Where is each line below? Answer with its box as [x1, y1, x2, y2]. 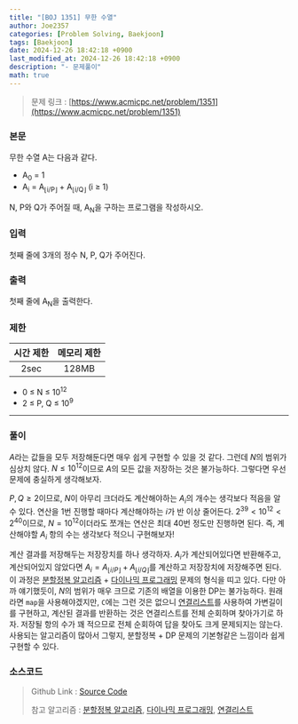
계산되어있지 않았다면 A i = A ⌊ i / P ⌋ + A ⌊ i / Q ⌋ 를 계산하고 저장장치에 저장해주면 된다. [9, 561, 282, 574]
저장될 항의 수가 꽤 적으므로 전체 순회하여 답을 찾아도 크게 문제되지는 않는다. [20, 618, 284, 629]
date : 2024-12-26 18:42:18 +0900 [9, 46, 133, 55]
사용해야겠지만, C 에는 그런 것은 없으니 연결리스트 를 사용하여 [47, 596, 253, 607]
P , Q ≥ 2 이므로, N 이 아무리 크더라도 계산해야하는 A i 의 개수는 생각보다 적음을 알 [9, 493, 281, 506]
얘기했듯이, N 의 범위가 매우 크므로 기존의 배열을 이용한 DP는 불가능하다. [18, 585, 267, 596]
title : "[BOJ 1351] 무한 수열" [9, 12, 118, 22]
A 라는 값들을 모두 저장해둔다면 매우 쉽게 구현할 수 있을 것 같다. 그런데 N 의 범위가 [9, 451, 287, 462]
